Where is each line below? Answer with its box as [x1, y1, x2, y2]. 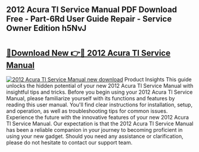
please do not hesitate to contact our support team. [6, 139, 133, 146]
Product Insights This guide [124, 76, 192, 83]
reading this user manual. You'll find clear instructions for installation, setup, [6, 101, 192, 108]
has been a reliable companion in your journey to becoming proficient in [6, 126, 183, 133]
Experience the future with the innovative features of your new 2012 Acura [6, 114, 189, 121]
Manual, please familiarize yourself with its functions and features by [6, 95, 175, 102]
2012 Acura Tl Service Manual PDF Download [6, 5, 178, 15]
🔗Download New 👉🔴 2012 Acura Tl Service [6, 47, 171, 58]
